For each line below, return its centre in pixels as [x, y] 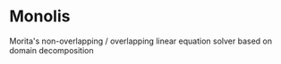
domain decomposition [51, 50]
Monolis [40, 16]
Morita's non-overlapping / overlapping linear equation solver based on [141, 41]
